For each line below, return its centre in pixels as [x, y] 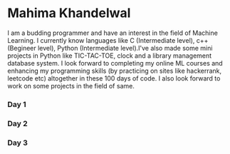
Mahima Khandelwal [69, 13]
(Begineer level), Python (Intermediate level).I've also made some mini [110, 48]
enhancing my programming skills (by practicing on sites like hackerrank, [115, 71]
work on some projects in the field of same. [71, 86]
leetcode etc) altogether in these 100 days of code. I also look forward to [114, 78]
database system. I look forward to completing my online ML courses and [115, 63]
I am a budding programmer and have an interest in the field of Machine [113, 33]
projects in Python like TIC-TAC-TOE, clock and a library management [110, 56]
